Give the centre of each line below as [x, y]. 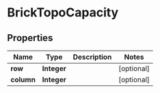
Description [92, 57]
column [23, 80]
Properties [30, 38]
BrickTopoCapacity [63, 13]
